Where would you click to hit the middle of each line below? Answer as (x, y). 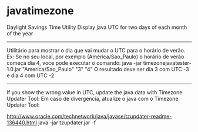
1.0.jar (14, 69)
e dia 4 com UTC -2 (31, 75)
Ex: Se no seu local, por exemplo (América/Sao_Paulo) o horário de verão (95, 57)
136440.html (22, 123)
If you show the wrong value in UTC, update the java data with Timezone (95, 92)
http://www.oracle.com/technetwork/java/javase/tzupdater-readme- (89, 116)
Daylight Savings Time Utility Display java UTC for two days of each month (97, 27)
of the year (20, 33)
